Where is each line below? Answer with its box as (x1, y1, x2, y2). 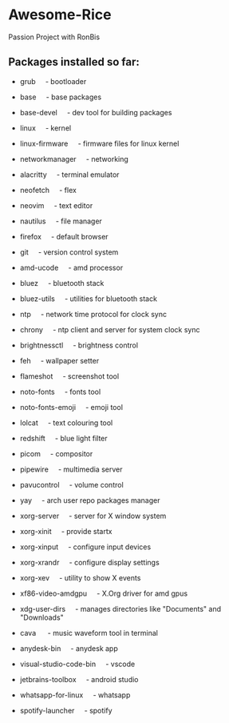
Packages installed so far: (8, 55, 140, 69)
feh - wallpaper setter (19, 355, 100, 365)
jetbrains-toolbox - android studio (19, 674, 139, 684)
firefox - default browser (19, 231, 109, 241)
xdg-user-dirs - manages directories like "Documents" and (19, 604, 222, 613)
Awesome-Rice (8, 6, 112, 24)
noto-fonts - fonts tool (19, 387, 101, 396)
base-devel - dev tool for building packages (19, 107, 172, 117)
